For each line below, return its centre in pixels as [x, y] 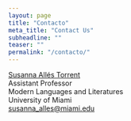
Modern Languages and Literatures [66, 91]
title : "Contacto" [39, 23]
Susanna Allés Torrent [44, 75]
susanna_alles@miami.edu [52, 108]
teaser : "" [26, 45]
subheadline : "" [35, 38]
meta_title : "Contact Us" [51, 30]
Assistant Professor [40, 83]
